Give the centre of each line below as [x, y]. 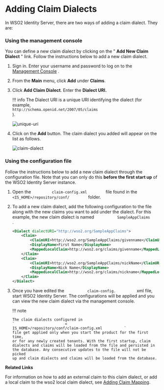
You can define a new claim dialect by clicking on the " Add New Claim [77, 51]
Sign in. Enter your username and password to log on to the [72, 66]
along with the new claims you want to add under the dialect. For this [82, 212]
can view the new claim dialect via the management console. [74, 301]
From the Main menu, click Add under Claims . [59, 81]
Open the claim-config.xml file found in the [75, 192]
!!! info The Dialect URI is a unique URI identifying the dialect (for [77, 100]
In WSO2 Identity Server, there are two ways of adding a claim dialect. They [82, 23]
